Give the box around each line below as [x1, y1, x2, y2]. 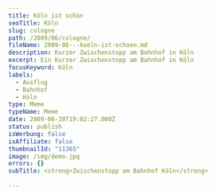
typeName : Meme [8, 108, 59, 116]
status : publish [8, 123, 62, 131]
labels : [8, 71, 34, 79]
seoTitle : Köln [8, 19, 59, 27]
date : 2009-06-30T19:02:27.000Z [8, 115, 116, 123]
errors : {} [8, 160, 45, 168]
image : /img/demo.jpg [8, 152, 81, 160]
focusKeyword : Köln [8, 64, 73, 72]
